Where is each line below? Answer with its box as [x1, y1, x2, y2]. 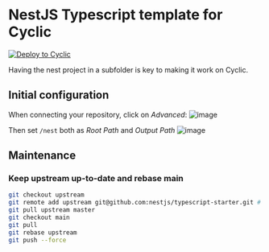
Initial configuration [8, 89, 110, 102]
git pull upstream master [8, 206, 95, 214]
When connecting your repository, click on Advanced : [8, 109, 188, 119]
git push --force [8, 236, 67, 244]
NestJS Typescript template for [8, 6, 223, 24]
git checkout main [8, 213, 70, 222]
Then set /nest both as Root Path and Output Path [8, 125, 176, 134]
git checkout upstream [8, 191, 85, 199]
